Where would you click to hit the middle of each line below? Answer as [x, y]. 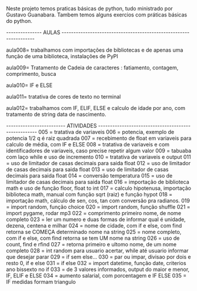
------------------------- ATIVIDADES [51, 126]
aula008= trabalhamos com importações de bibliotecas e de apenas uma [95, 50]
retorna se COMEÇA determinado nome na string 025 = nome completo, [94, 232]
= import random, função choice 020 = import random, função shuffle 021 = [98, 207]
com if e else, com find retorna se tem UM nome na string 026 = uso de [93, 238]
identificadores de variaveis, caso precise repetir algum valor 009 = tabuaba [99, 150]
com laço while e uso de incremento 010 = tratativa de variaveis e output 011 [98, 157]
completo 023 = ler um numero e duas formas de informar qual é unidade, [96, 219]
